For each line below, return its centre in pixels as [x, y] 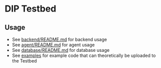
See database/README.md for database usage [61, 50]
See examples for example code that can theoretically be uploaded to [84, 55]
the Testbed [24, 61]
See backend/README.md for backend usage [59, 39]
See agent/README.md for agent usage [53, 45]
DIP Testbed [31, 9]
